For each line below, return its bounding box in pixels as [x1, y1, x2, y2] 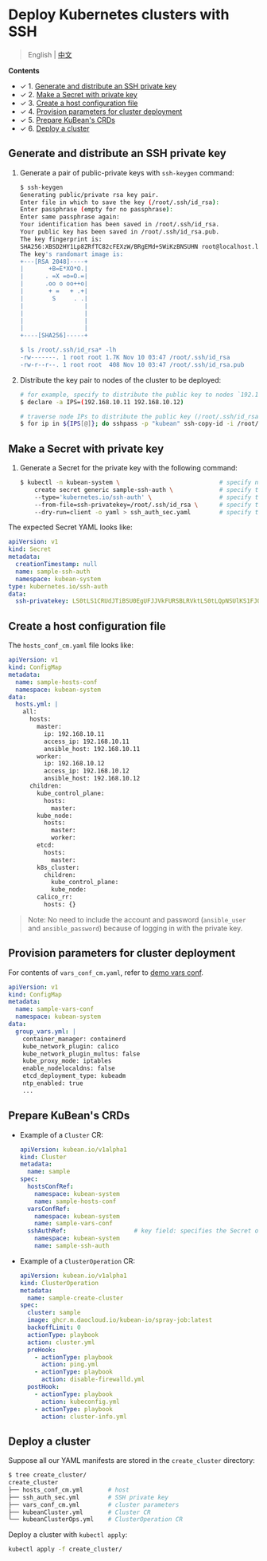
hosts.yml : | [15, 700, 59, 709]
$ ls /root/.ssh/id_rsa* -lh [19, 346, 117, 354]
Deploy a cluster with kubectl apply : [8, 1530, 128, 1539]
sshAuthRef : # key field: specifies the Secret [27, 1227, 252, 1235]
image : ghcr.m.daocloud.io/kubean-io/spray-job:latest [27, 1316, 213, 1324]
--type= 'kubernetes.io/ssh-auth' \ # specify [34, 493, 252, 501]
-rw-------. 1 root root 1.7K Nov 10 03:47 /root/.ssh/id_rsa [19, 353, 230, 361]
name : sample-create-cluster [27, 1294, 124, 1302]
